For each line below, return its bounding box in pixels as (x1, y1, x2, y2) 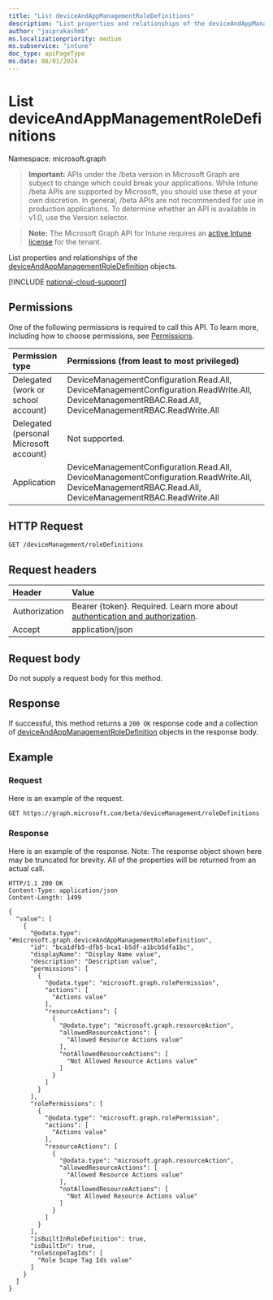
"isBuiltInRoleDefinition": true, (29, 1234, 148, 1243)
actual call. (8, 863, 45, 873)
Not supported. (67, 432, 125, 444)
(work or (12, 383, 45, 395)
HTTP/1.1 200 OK (8, 879, 63, 887)
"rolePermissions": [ (29, 1099, 104, 1107)
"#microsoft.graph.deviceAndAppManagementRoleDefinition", (8, 936, 213, 944)
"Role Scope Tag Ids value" (37, 1256, 132, 1264)
